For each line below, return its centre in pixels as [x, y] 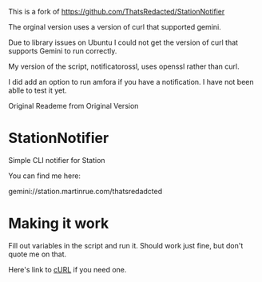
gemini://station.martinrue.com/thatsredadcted [85, 191]
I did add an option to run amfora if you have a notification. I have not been [131, 82]
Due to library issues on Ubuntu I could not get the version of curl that [123, 42]
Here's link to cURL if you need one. [67, 269]
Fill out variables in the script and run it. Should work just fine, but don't [126, 245]
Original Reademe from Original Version [73, 106]
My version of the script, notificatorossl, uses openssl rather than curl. [124, 66]
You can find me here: [45, 176]
